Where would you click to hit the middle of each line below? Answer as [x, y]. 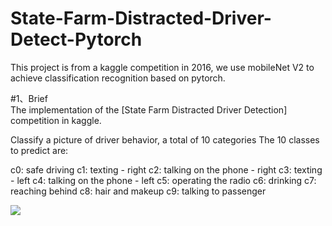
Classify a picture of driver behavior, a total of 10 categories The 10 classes [165, 139]
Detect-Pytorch [76, 39]
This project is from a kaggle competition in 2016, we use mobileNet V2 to [162, 67]
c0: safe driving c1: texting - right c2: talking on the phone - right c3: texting [166, 169]
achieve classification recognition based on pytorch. [118, 78]
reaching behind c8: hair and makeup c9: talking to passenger [138, 191]
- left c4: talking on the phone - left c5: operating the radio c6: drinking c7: [163, 180]
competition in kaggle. [56, 120]
